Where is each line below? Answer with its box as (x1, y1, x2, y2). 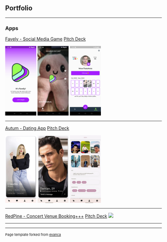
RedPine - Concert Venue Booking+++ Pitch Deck (5, 213, 107, 219)
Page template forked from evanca (5, 232, 61, 237)
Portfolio (5, 4, 33, 12)
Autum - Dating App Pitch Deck (5, 125, 70, 131)
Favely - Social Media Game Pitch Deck (5, 36, 86, 42)
